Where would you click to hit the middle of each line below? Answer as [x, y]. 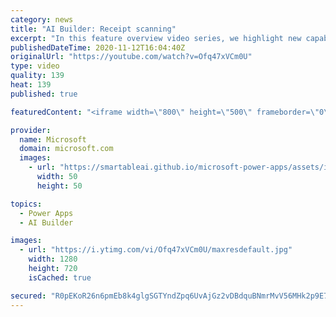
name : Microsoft [53, 139]
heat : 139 [31, 85]
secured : [28, 296]
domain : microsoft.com [66, 149]
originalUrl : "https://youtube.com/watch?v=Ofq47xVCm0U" [131, 57]
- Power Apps [46, 213]
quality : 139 [37, 76]
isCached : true [60, 277]
